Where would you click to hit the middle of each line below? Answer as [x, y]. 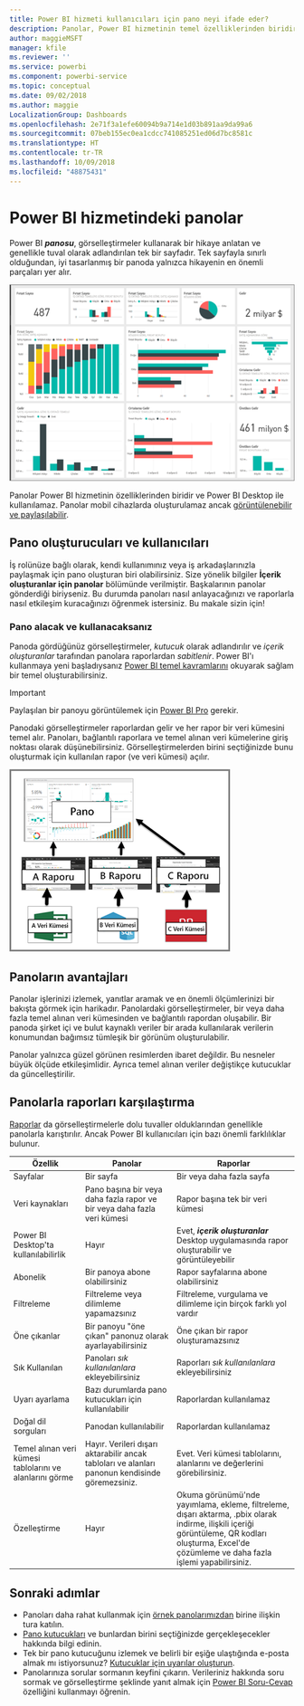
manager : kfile [38, 48]
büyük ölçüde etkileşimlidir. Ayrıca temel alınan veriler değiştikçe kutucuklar [150, 1064]
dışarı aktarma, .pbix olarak [227, 1514]
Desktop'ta [33, 1245]
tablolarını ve [37, 1468]
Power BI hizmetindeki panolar [127, 218]
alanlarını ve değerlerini [220, 1463]
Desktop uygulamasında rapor [232, 1240]
